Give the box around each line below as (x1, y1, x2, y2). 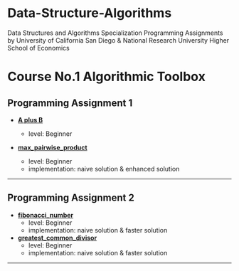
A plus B (17, 115, 43, 124)
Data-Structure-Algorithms (7, 5, 172, 21)
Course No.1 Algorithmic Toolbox (7, 69, 206, 85)
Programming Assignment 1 (7, 97, 133, 109)
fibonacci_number (17, 211, 74, 219)
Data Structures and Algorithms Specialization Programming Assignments (7, 28, 223, 37)
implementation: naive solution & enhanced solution (28, 164, 180, 173)
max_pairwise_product (17, 143, 87, 152)
